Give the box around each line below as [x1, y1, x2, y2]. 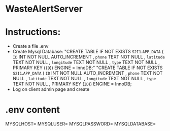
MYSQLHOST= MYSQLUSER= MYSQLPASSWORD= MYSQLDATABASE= [5, 121, 156, 127]
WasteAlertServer [5, 3, 83, 15]
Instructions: [5, 26, 61, 38]
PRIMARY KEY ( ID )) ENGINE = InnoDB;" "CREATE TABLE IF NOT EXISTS [12, 64, 163, 71]
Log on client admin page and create [12, 86, 90, 92]
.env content [5, 104, 60, 116]
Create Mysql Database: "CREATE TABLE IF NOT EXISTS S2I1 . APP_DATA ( [12, 49, 164, 55]
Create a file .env [12, 43, 49, 49]
